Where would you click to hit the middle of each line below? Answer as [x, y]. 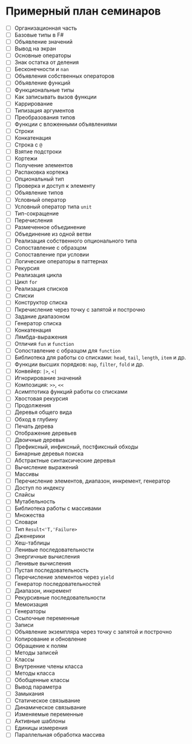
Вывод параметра [38, 687]
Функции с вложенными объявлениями [66, 124]
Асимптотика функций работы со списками [71, 392]
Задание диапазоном [42, 316]
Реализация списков [41, 289]
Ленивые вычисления [43, 563]
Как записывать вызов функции [55, 97]
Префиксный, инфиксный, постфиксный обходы [76, 446]
